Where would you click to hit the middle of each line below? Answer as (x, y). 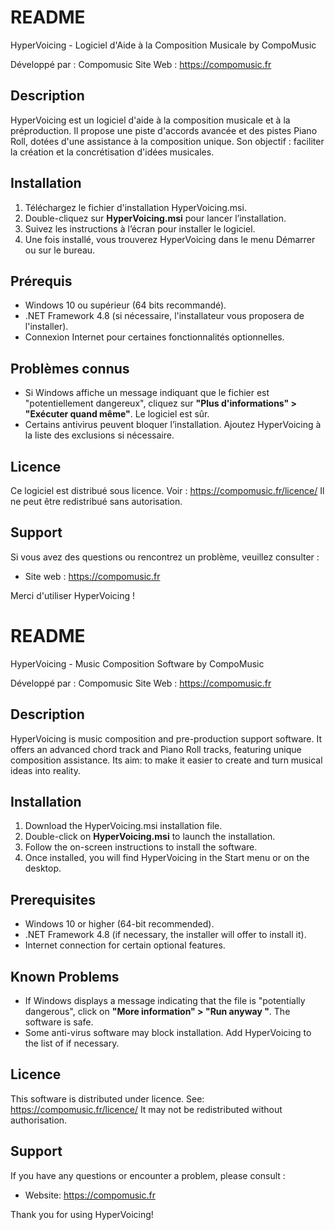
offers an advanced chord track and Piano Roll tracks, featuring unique (156, 749)
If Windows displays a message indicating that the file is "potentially (165, 1000)
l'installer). (46, 327)
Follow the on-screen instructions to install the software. (141, 847)
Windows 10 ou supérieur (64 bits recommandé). (125, 305)
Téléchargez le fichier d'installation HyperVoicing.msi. (135, 207)
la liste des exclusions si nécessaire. (99, 435)
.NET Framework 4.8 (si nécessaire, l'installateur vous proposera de (164, 316)
